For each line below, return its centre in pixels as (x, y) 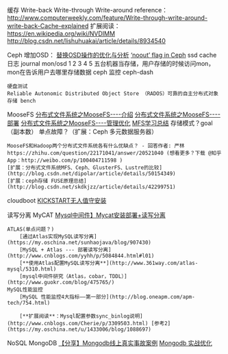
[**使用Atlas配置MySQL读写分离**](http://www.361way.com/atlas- (109, 263)
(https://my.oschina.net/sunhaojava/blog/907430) (79, 242)
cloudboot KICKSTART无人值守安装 (57, 200)
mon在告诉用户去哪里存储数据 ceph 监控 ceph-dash (80, 72)
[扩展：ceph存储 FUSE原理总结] (47, 181)
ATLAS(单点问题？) (31, 229)
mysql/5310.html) (32, 269)
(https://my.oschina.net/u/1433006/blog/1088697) (79, 329)
